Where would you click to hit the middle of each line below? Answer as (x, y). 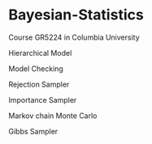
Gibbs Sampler (33, 131)
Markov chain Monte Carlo (53, 116)
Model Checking (36, 68)
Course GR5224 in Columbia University (74, 37)
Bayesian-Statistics (76, 15)
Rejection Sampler (39, 84)
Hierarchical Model (40, 53)
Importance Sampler (43, 100)
